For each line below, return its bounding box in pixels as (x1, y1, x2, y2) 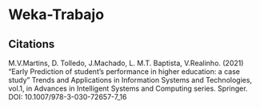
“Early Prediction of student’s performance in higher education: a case (8, 67, 240, 76)
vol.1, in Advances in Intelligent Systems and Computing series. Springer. (8, 84, 248, 93)
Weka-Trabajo (8, 6, 105, 24)
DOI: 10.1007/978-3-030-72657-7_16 (8, 92, 127, 101)
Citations (8, 37, 55, 51)
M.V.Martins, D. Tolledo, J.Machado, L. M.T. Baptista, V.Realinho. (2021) (8, 58, 244, 68)
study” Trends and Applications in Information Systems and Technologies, (8, 76, 253, 84)
